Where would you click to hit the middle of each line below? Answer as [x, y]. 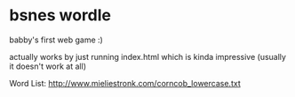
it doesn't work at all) [48, 66]
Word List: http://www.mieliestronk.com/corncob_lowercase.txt [125, 83]
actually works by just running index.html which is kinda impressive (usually [148, 56]
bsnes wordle [60, 15]
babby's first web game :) [56, 40]
